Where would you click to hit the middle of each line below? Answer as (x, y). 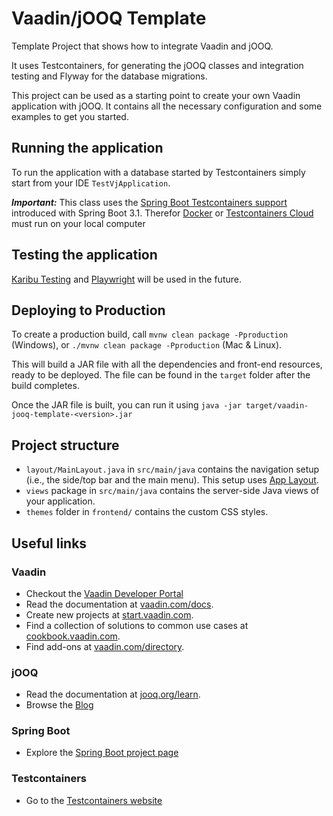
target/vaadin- (277, 406)
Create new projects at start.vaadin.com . (109, 614)
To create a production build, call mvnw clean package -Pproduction (150, 334)
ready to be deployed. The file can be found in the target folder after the (161, 375)
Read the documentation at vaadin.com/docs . (119, 604)
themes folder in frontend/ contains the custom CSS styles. (147, 512)
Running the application (87, 148)
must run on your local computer (78, 223)
